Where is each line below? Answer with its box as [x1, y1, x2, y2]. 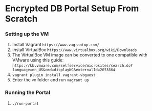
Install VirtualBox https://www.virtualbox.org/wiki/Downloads [12, 47, 137, 53]
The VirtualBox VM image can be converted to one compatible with [12, 52, 148, 58]
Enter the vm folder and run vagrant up [12, 77, 89, 83]
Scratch [5, 13, 38, 24]
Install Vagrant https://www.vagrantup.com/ [12, 42, 99, 48]
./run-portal [12, 101, 39, 106]
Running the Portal [5, 89, 50, 96]
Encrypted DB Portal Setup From [5, 3, 139, 14]
